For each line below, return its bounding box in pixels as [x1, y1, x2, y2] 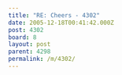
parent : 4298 [8, 48, 51, 55]
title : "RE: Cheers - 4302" [8, 11, 101, 20]
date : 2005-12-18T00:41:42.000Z [8, 19, 114, 27]
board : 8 [8, 33, 37, 41]
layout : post [8, 41, 51, 48]
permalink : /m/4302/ [8, 55, 76, 63]
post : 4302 [8, 26, 44, 34]
